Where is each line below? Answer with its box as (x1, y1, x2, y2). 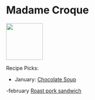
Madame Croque (6, 4, 89, 17)
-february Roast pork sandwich (6, 87, 82, 94)
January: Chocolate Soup (14, 75, 76, 82)
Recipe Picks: (6, 64, 39, 71)
